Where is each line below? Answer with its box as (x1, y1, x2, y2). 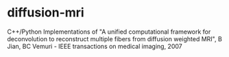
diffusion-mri (7, 5, 84, 21)
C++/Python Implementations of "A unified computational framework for (7, 27, 211, 36)
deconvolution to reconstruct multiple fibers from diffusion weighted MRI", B (7, 34, 223, 43)
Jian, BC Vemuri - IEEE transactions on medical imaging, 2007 (7, 42, 183, 50)
